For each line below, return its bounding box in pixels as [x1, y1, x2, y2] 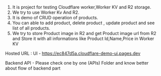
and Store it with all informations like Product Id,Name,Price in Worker [12, 36, 155, 41]
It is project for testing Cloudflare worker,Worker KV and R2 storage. [12, 4, 152, 10]
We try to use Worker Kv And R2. [12, 9, 80, 15]
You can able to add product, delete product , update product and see [12, 20, 155, 26]
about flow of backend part [5, 65, 61, 71]
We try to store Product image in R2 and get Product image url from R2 [12, 31, 157, 36]
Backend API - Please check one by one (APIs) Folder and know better [5, 60, 149, 66]
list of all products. [12, 25, 50, 31]
